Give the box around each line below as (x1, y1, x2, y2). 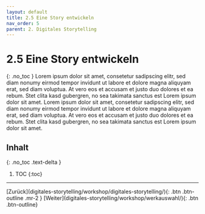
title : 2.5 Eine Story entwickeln (6, 15, 95, 21)
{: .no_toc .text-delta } (6, 158, 62, 166)
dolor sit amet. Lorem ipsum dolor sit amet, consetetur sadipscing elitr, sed (6, 98, 194, 106)
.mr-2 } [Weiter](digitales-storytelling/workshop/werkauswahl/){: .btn (24, 194, 198, 202)
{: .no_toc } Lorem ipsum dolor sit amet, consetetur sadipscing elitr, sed (6, 73, 186, 80)
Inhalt (6, 142, 29, 153)
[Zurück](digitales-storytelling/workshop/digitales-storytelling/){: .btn (6, 188, 181, 195)
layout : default (6, 9, 48, 15)
